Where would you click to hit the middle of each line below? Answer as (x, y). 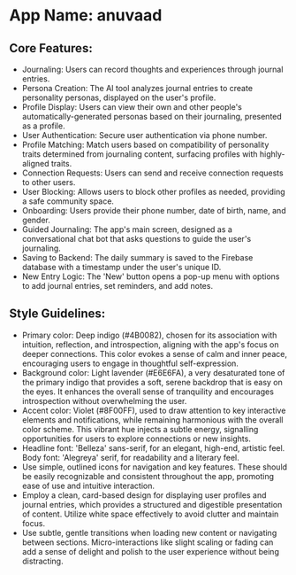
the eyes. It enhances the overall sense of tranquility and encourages (148, 392)
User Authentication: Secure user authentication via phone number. (144, 135)
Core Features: (51, 48)
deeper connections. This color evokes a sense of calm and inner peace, (154, 354)
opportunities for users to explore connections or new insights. (137, 439)
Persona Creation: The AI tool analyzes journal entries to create (137, 88)
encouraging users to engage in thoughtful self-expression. (130, 363)
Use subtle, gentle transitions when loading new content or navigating (149, 532)
